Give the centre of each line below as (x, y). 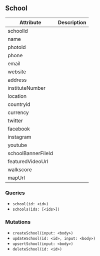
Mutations (18, 222)
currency (18, 112)
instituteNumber (27, 88)
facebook (19, 129)
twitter (15, 120)
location (17, 96)
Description (72, 22)
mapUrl (16, 178)
